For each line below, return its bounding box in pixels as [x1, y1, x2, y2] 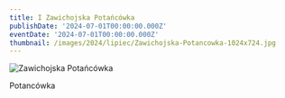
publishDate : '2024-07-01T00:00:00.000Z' [9, 22, 168, 31]
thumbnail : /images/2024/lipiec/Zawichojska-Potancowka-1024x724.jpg [9, 38, 277, 48]
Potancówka [9, 80, 56, 91]
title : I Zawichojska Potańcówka [9, 13, 135, 22]
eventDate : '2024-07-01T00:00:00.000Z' [9, 30, 160, 39]
